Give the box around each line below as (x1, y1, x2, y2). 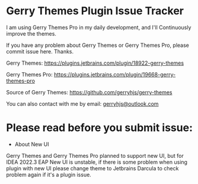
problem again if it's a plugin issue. (6, 171, 92, 178)
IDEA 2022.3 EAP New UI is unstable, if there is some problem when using (6, 158, 188, 166)
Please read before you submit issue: (6, 121, 193, 135)
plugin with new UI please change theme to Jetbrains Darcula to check (6, 164, 179, 172)
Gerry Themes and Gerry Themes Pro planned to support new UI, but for (6, 152, 184, 159)
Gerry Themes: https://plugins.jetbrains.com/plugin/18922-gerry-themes (6, 59, 184, 66)
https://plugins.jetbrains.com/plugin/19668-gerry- (53, 71, 176, 78)
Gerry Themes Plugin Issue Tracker (6, 4, 184, 18)
